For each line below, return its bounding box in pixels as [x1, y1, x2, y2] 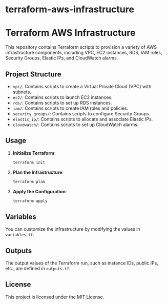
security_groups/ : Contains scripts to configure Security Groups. [12, 110, 151, 116]
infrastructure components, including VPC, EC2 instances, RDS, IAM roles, [5, 50, 162, 56]
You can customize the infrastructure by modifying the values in [5, 226, 140, 232]
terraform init [12, 160, 46, 165]
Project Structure [5, 70, 61, 78]
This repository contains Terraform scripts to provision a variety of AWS [5, 44, 157, 50]
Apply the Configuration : [12, 188, 67, 194]
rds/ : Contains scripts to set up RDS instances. [12, 99, 112, 106]
